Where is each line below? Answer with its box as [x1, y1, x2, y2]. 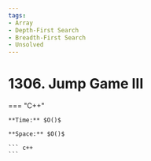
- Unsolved [8, 41, 44, 49]
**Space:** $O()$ [8, 130, 65, 138]
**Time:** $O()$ [8, 116, 61, 125]
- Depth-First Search [8, 26, 79, 34]
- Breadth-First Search [8, 33, 87, 42]
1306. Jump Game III [8, 75, 144, 93]
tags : [8, 11, 26, 20]
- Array [8, 19, 34, 27]
